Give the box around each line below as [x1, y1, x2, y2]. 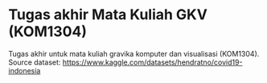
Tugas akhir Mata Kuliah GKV [8, 6, 207, 24]
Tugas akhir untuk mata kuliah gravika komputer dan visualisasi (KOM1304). [8, 49, 260, 58]
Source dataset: [8, 57, 61, 67]
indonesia [8, 65, 41, 75]
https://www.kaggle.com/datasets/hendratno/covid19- [62, 57, 243, 67]
